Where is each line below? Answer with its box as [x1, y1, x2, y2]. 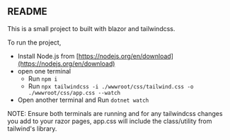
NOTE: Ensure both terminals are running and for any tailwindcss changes [7, 109, 223, 117]
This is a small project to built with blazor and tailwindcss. [7, 24, 176, 33]
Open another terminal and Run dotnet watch [17, 95, 149, 104]
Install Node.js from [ [17, 52, 79, 60]
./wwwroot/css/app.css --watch [28, 89, 121, 96]
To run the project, [7, 38, 62, 47]
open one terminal [17, 66, 71, 75]
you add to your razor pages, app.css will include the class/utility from [7, 117, 212, 125]
